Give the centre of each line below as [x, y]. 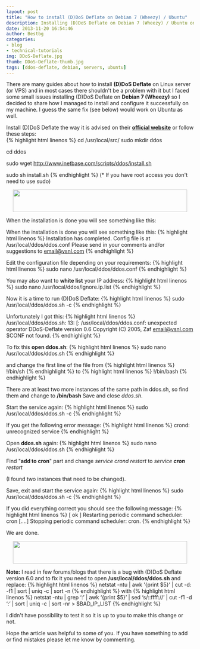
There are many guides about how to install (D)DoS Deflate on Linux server [99, 84]
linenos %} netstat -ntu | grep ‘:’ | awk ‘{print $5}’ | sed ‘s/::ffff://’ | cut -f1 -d [99, 598]
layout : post [22, 12]
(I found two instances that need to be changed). [66, 479]
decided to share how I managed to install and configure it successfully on [98, 103]
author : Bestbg [25, 34]
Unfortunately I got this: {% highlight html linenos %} [71, 317]
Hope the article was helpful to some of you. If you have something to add [97, 633]
